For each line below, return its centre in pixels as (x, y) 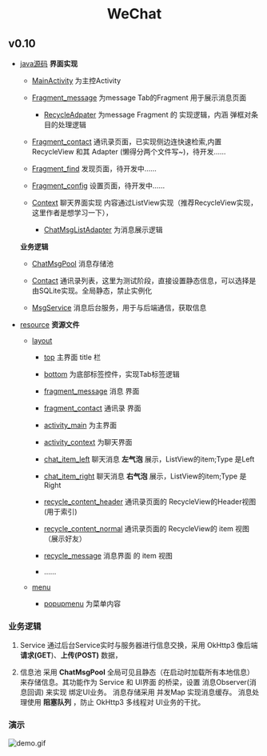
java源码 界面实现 (49, 64)
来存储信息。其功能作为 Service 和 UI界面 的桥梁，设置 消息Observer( (135, 682)
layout (42, 340)
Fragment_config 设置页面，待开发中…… (98, 186)
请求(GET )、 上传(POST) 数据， (71, 655)
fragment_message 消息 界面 (92, 391)
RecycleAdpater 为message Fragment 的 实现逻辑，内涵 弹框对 (147, 114)
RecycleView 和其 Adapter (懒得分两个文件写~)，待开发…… (129, 152)
